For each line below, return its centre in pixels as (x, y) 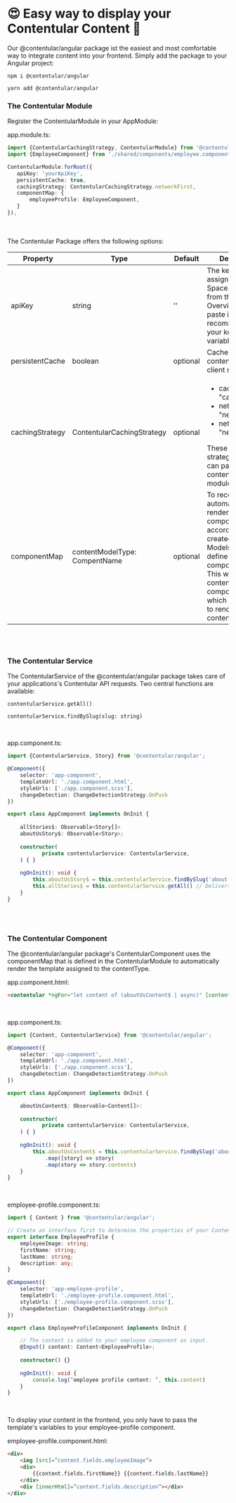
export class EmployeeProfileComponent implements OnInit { (97, 1328)
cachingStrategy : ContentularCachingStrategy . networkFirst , (106, 186)
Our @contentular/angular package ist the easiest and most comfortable (112, 48)
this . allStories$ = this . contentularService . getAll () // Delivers (132, 886)
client (216, 369)
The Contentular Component (57, 938)
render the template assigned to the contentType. (79, 968)
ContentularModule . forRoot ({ (50, 167)
